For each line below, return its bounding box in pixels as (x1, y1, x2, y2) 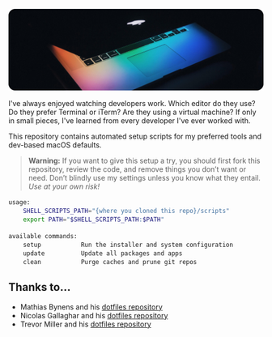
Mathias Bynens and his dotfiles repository (19, 301, 164, 312)
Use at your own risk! (28, 181, 100, 191)
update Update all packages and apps (23, 250, 183, 258)
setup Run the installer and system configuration (23, 241, 233, 250)
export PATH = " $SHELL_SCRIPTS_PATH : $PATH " (23, 215, 164, 224)
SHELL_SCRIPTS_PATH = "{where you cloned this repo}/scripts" (23, 207, 230, 215)
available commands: (8, 232, 79, 241)
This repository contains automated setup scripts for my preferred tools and (8, 131, 261, 141)
